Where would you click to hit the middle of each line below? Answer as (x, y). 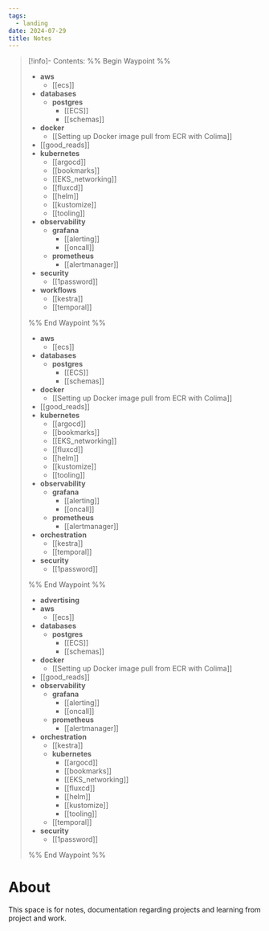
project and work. (37, 918)
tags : (17, 16)
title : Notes (30, 38)
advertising (60, 601)
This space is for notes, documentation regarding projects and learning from (134, 910)
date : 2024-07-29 (37, 31)
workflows (58, 290)
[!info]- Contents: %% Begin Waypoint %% (99, 61)
